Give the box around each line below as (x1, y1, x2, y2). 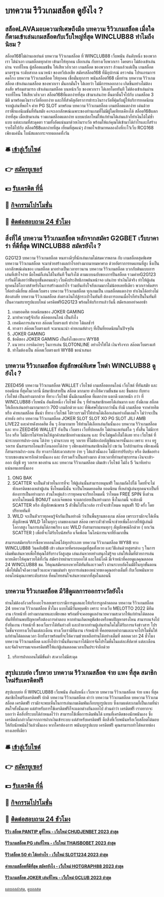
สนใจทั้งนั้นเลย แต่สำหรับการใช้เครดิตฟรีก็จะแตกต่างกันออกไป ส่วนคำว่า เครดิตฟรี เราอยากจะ (5, 706, 153, 712)
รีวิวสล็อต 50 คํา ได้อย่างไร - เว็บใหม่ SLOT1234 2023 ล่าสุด (5, 851, 108, 857)
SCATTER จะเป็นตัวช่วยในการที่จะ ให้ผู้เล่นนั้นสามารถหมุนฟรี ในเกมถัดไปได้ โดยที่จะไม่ (12, 480, 155, 486)
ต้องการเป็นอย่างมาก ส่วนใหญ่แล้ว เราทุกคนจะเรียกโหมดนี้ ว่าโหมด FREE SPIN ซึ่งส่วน (12, 491, 154, 497)
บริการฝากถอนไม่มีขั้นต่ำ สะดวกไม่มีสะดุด (12, 654, 77, 660)
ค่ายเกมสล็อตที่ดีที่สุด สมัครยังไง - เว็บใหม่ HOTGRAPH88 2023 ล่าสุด (5, 863, 124, 869)
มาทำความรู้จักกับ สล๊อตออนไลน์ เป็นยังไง (12, 314, 78, 320)
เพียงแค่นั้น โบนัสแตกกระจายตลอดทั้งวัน (5, 130, 70, 136)
